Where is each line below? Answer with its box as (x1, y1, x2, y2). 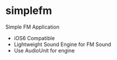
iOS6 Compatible (13, 34, 55, 41)
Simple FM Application (5, 23, 59, 30)
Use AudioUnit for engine (13, 47, 75, 54)
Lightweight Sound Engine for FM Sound (13, 41, 112, 48)
